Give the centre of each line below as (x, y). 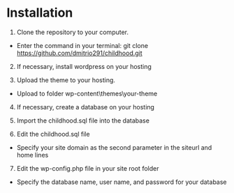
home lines (32, 155)
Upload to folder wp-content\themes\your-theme (87, 93)
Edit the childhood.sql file (53, 134)
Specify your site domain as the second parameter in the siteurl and (114, 147)
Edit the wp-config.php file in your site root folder (88, 168)
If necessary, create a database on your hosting (86, 107)
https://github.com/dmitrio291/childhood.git (79, 53)
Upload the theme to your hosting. (66, 80)
